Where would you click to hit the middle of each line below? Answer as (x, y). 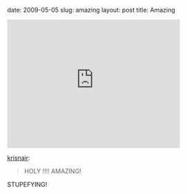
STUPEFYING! (27, 184)
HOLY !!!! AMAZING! (52, 171)
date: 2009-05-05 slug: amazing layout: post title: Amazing (91, 10)
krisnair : (19, 158)
